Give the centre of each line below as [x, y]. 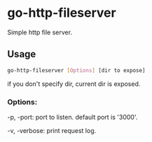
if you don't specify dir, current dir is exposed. [74, 84]
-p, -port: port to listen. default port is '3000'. [72, 117]
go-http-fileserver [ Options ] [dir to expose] [76, 70]
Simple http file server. [40, 32]
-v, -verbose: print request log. [52, 130]
